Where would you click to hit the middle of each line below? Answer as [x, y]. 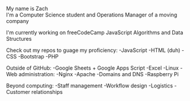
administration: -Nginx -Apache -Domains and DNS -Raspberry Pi [99, 74]
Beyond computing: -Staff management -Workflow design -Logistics [90, 86]
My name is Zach [27, 9]
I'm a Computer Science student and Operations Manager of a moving [92, 15]
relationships [47, 92]
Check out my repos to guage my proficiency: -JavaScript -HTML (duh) [93, 50]
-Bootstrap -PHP [38, 56]
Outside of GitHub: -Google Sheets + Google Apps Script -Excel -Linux [93, 68]
